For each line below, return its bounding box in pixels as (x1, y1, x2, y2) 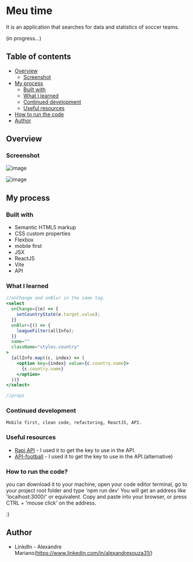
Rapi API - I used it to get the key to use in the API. (14, 446, 136, 454)
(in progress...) (6, 35, 42, 42)
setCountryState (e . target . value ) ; (16, 312, 100, 318)
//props (6, 393, 25, 399)
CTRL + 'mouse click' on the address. (6, 499, 97, 506)
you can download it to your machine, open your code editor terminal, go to (6, 481, 188, 488)
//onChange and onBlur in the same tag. (6, 295, 106, 301)
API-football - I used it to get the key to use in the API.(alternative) (14, 453, 173, 460)
